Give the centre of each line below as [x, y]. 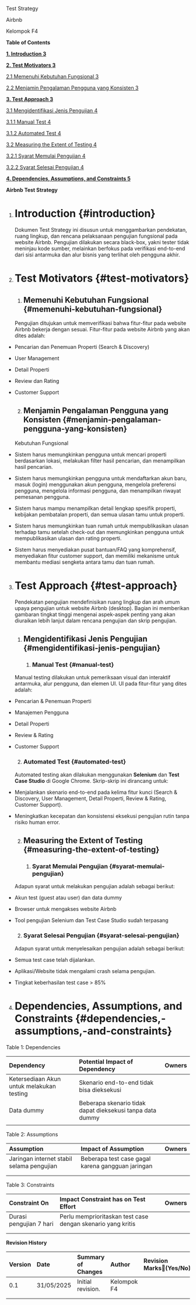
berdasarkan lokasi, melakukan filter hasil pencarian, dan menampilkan [100, 460]
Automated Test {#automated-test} [75, 762]
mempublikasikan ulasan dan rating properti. [68, 538]
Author [120, 1264]
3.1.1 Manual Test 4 [29, 122]
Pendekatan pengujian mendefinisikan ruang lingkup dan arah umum [97, 602]
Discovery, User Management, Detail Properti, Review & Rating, [90, 798]
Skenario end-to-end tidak [116, 1083]
